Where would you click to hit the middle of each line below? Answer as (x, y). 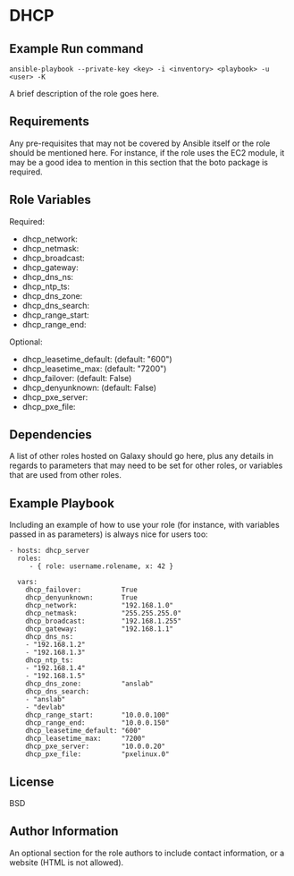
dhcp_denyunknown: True (82, 598)
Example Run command (76, 49)
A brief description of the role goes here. (84, 94)
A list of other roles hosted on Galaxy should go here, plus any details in (142, 456)
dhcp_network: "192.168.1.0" (100, 606)
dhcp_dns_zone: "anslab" (89, 684)
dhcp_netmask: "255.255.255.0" (103, 614)
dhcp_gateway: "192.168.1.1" (100, 629)
